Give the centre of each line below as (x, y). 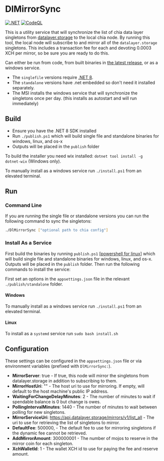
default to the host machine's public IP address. (60, 391)
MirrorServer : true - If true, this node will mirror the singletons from (81, 375)
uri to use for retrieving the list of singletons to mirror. (66, 422)
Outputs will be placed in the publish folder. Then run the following (72, 264)
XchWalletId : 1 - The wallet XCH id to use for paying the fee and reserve (85, 449)
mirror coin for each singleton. (43, 443)
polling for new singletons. (39, 412)
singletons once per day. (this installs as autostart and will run (74, 98)
